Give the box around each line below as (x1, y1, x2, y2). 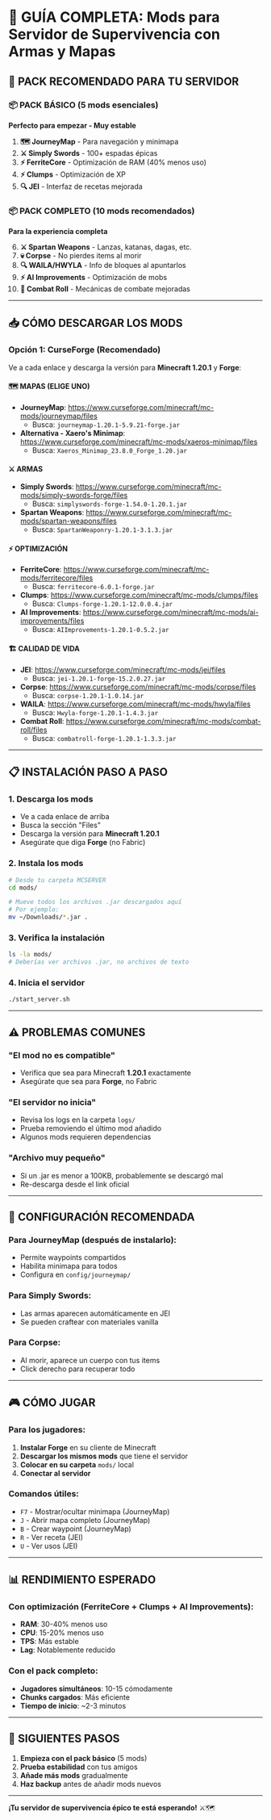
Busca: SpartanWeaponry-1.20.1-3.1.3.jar (31, 525, 173, 534)
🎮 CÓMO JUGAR (8, 1396, 96, 1410)
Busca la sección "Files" (19, 820, 101, 831)
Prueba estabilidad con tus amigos (19, 1762, 139, 1772)
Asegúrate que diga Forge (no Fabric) (19, 838, 146, 847)
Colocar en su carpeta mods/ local (19, 1459, 135, 1469)
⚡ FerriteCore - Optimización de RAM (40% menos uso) (19, 157, 207, 167)
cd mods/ (8, 884, 38, 892)
